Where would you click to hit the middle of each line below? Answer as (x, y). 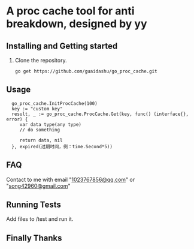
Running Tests (34, 205)
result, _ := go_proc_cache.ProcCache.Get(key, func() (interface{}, (100, 114)
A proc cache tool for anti (70, 11)
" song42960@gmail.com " (38, 186)
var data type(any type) (51, 124)
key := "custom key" (37, 109)
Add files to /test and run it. (40, 219)
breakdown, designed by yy (77, 24)
